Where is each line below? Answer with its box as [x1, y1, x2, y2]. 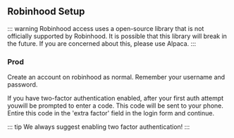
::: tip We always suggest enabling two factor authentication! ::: [7, 123, 190, 131]
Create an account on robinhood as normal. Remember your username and [7, 73, 226, 82]
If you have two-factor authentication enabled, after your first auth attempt [7, 94, 224, 103]
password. [7, 80, 38, 89]
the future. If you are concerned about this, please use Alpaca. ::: [7, 39, 197, 48]
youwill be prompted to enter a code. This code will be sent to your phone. [7, 101, 224, 110]
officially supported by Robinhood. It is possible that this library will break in [7, 32, 228, 40]
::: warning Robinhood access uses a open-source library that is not [7, 24, 204, 32]
